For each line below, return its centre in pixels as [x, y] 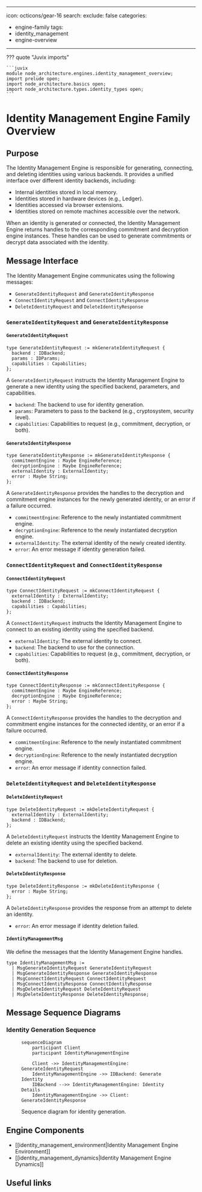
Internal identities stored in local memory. [66, 192]
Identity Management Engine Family [98, 118]
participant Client [57, 1048]
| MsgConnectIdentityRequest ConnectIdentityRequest [79, 978]
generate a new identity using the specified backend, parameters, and [93, 386]
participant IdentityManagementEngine [81, 1053]
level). [23, 417]
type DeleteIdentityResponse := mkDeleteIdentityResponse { [83, 886]
